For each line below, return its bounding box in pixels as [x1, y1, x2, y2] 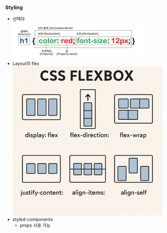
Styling [5, 4, 23, 11]
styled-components [12, 216, 53, 222]
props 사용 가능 [19, 222, 51, 228]
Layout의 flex [12, 61, 40, 67]
